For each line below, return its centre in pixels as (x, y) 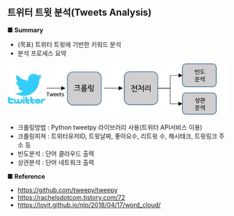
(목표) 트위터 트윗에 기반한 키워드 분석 (69, 44)
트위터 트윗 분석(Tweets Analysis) (80, 13)
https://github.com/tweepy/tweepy (67, 190)
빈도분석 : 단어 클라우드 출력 (56, 154)
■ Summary (26, 29)
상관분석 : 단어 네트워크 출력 (56, 163)
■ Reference (26, 177)
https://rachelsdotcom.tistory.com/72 (71, 198)
